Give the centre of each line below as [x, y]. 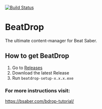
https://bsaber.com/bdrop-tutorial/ [40, 101]
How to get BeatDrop [37, 56]
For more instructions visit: [38, 91]
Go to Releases [27, 68]
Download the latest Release [41, 73]
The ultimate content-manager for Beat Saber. [51, 40]
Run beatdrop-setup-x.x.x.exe [43, 78]
